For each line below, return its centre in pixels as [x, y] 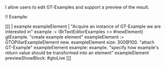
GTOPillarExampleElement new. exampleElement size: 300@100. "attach [80, 42]
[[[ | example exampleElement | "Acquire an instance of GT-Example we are [83, 26]
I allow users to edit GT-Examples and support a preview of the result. [77, 7]
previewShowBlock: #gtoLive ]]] [38, 58]
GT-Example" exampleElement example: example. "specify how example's [82, 47]
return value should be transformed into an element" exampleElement [77, 53]
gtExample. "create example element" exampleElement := [65, 37]
